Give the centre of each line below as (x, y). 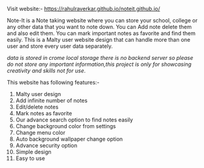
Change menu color (40, 133)
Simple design (33, 152)
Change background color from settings (66, 126)
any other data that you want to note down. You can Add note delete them (99, 27)
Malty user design (38, 94)
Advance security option (46, 145)
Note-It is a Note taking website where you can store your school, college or (102, 20)
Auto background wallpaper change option (69, 139)
